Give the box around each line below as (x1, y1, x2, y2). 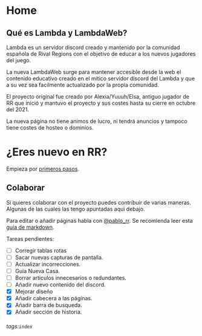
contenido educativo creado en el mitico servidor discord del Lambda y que (6, 75, 195, 82)
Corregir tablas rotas (15, 246, 67, 254)
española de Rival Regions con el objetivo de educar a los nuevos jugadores (6, 50, 196, 58)
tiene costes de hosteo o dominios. (6, 124, 94, 131)
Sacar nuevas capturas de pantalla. (15, 254, 103, 261)
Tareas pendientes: (6, 235, 54, 242)
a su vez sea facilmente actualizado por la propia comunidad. (6, 81, 159, 88)
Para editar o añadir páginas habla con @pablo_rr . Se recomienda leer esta (6, 217, 194, 224)
